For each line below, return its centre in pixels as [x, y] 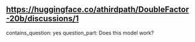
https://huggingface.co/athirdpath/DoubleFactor [97, 10]
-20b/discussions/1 [42, 19]
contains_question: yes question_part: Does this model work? [80, 33]
